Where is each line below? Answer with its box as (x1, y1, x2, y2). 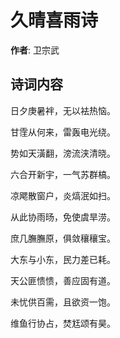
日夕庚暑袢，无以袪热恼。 (10, 104, 116, 116)
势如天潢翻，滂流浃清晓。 (10, 147, 116, 159)
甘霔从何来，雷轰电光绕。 (10, 126, 116, 138)
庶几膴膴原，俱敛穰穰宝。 (10, 232, 116, 244)
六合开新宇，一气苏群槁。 (10, 168, 116, 180)
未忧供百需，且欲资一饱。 (10, 296, 116, 308)
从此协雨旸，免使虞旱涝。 (10, 211, 116, 223)
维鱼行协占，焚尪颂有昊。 (10, 317, 116, 329)
